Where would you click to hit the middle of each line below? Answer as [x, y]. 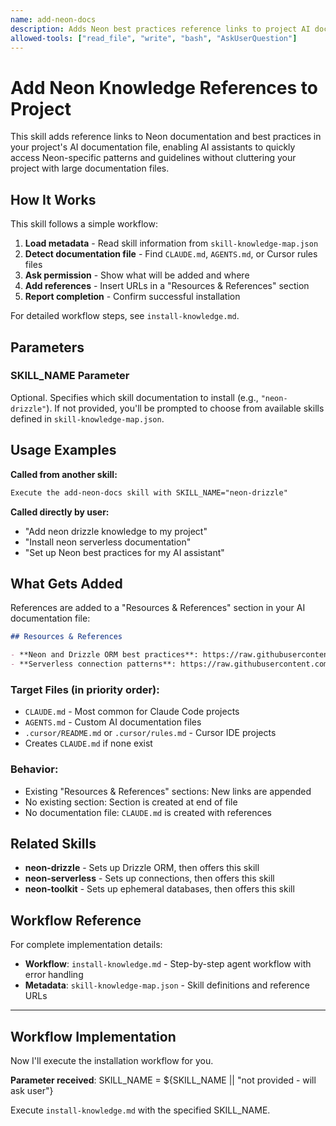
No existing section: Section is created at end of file [131, 802]
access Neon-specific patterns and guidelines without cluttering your [153, 158]
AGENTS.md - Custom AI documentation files [113, 722]
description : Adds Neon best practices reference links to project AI [160, 29]
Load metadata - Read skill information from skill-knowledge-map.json [171, 243]
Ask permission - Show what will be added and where [137, 275]
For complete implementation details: [86, 945]
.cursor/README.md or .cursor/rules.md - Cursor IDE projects [150, 733]
